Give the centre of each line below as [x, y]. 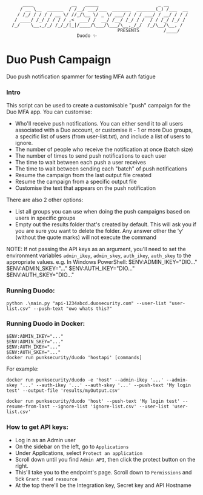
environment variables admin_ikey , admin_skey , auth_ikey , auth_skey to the [99, 255]
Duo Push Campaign [59, 60]
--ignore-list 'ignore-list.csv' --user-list [111, 406]
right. [22, 466]
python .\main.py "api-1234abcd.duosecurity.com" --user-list [86, 303]
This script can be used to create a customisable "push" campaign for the [98, 106]
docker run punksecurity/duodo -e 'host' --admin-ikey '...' [85, 380]
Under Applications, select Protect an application [79, 453]
